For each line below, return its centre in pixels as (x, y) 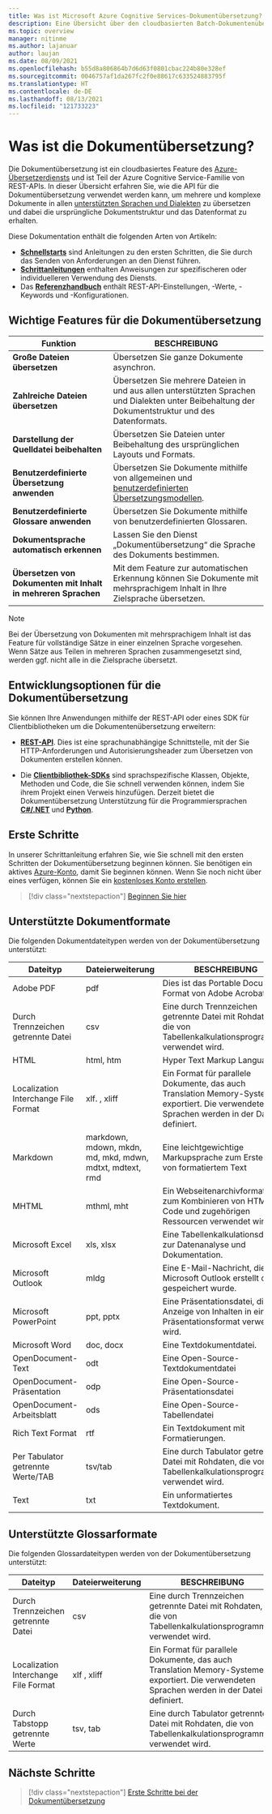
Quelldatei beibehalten (57, 449)
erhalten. (23, 221)
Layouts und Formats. (154, 454)
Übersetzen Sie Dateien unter (169, 434)
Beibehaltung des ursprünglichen (176, 444)
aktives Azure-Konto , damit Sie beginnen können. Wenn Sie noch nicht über (135, 872)
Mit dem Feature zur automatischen (181, 568)
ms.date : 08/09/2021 (43, 62)
